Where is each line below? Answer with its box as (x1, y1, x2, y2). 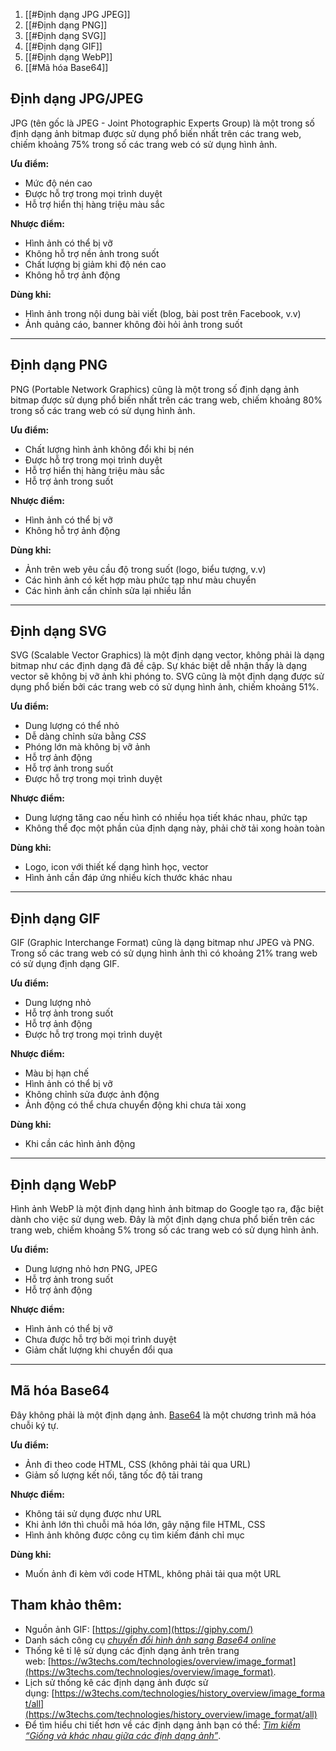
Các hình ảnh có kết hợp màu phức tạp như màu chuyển (24, 574, 257, 586)
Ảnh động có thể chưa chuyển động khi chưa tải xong (24, 1099, 247, 1111)
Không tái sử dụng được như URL (24, 1507, 162, 1519)
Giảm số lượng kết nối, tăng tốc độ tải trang (24, 1469, 203, 1481)
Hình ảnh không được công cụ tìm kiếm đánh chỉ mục (24, 1529, 245, 1541)
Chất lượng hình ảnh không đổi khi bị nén (24, 443, 195, 455)
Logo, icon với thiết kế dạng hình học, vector (24, 861, 209, 873)
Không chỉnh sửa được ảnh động (24, 1089, 160, 1101)
